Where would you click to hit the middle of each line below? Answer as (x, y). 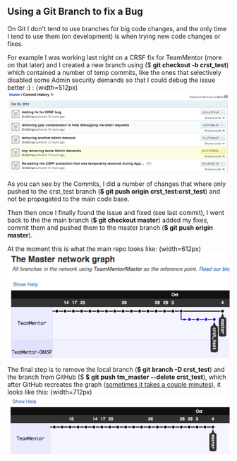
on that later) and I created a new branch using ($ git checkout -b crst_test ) (118, 65)
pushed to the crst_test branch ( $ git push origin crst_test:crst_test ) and (114, 192)
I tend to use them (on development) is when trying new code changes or (114, 36)
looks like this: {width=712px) (50, 392)
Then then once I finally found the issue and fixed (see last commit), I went (116, 213)
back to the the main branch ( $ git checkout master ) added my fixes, (108, 220)
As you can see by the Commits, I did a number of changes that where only (117, 184)
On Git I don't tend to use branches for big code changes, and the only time (117, 28)
